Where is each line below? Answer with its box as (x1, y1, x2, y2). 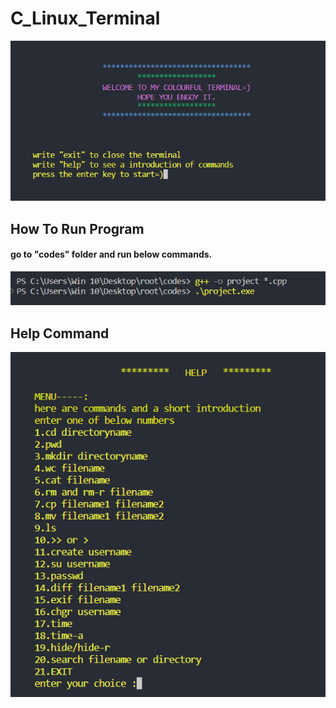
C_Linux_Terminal (10, 7, 161, 30)
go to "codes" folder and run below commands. (10, 248, 213, 261)
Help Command (10, 325, 110, 342)
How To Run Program (10, 220, 145, 237)
